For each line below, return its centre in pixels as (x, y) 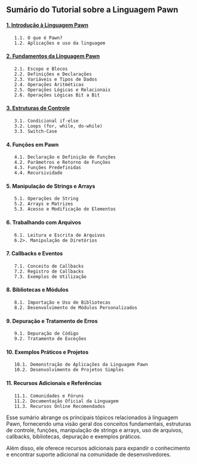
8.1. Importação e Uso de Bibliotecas (62, 303)
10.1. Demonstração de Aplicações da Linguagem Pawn (81, 365)
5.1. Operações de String (46, 199)
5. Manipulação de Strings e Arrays (51, 186)
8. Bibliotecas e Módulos (37, 290)
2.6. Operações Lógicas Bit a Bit (57, 95)
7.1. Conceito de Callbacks (49, 266)
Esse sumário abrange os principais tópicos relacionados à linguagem (92, 417)
